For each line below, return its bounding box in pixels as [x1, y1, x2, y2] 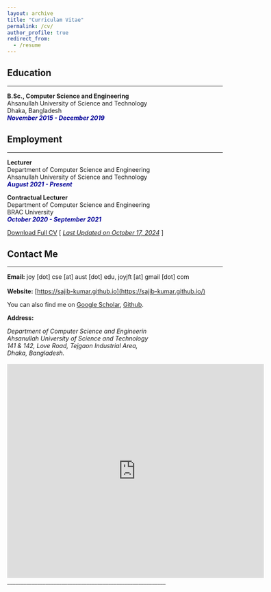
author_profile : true [7, 29, 69, 36]
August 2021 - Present [7, 180, 73, 188]
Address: [7, 314, 34, 322]
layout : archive [7, 10, 53, 17]
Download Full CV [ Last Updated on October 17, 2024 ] [7, 228, 164, 236]
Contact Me [7, 248, 58, 260]
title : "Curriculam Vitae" [7, 16, 84, 23]
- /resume [13, 42, 41, 49]
